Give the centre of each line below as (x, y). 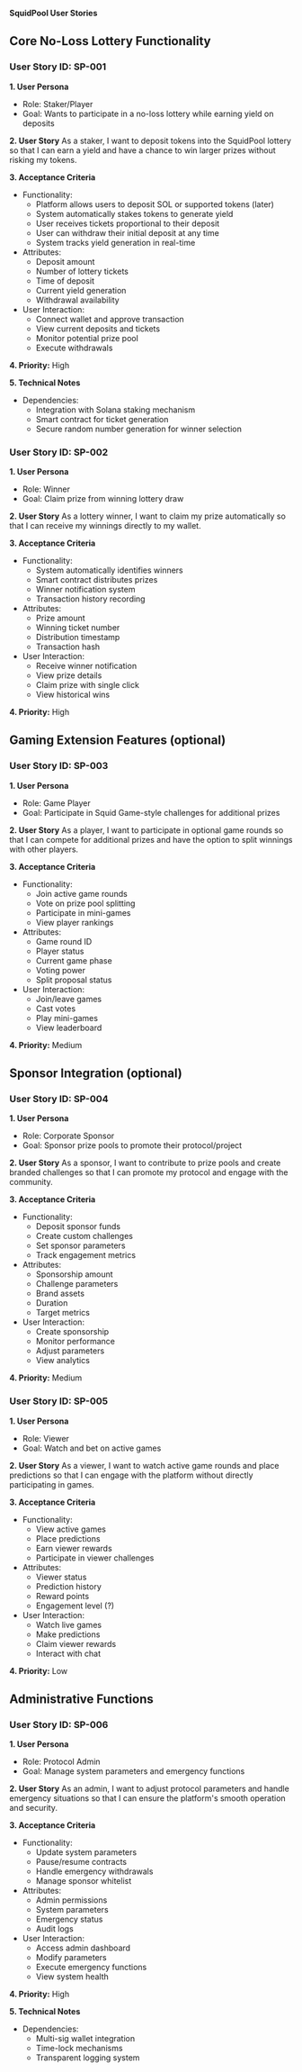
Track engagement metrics (86, 1255)
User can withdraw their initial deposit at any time (128, 232)
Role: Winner (46, 489)
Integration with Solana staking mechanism (115, 410)
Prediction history (68, 1586)
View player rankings (75, 922)
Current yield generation (81, 290)
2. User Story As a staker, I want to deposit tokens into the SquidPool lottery (151, 140)
